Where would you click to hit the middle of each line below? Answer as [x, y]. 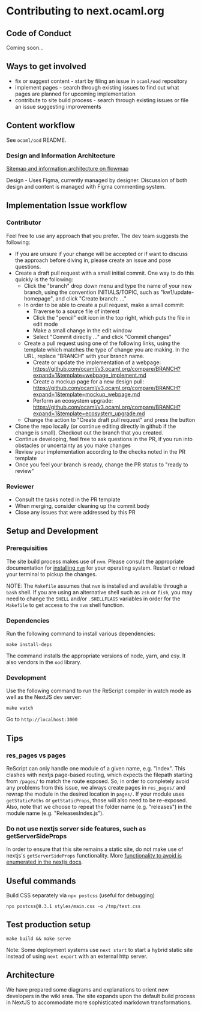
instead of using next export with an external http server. [77, 956]
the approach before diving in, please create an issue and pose [93, 260]
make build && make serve [38, 939]
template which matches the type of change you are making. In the [106, 349]
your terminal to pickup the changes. [52, 574]
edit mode [45, 324]
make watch [20, 708]
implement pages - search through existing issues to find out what [97, 87]
